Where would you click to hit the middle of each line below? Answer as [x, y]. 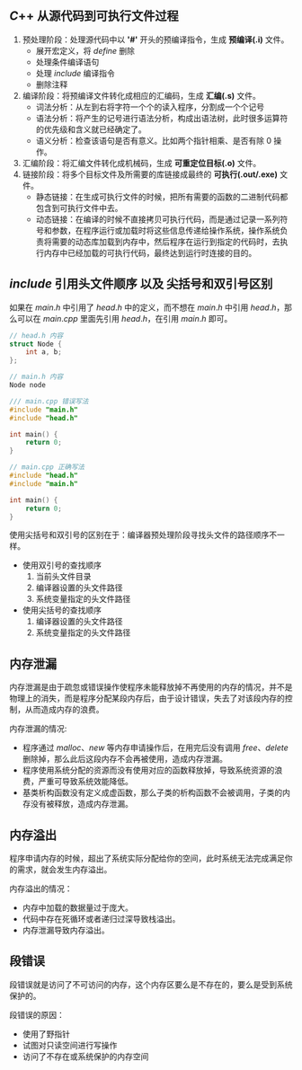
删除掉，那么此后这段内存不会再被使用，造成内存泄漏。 [124, 759]
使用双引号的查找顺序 [62, 565]
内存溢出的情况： [41, 889]
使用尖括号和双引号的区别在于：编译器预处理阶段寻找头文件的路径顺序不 [143, 535]
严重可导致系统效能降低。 [85, 782]
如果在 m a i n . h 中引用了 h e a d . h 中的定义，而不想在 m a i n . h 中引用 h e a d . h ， [147, 307]
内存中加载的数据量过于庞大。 [77, 907]
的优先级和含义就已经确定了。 [91, 129]
